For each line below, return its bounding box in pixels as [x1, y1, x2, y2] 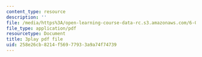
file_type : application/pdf [6, 25, 77, 31]
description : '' [6, 14, 47, 20]
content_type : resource [6, 8, 66, 15]
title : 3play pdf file [6, 36, 63, 42]
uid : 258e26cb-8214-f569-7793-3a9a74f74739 [6, 42, 117, 48]
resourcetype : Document [6, 31, 66, 37]
